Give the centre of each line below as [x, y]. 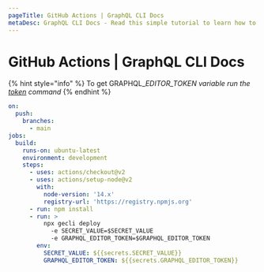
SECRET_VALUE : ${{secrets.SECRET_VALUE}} [112, 253]
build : [26, 143]
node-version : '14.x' [79, 194]
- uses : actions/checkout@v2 [77, 173]
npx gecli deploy [72, 224]
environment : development [65, 158]
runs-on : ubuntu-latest [62, 151]
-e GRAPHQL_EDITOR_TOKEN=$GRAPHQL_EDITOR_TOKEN [130, 238]
